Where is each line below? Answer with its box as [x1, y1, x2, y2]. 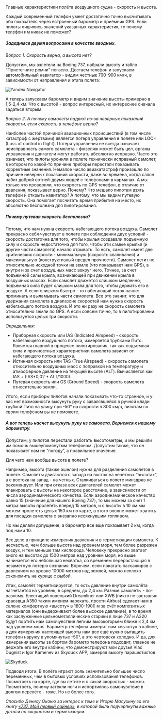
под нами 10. [5, 527, 32, 533]
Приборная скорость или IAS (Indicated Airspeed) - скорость [12, 332, 139, 338]
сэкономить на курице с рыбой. [5, 573, 72, 579]
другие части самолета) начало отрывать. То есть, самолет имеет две [5, 246, 153, 252]
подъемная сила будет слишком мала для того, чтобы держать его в [5, 283, 149, 288]
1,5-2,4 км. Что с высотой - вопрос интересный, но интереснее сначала [5, 101, 155, 107]
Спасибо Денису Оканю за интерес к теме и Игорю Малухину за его [5, 698, 149, 704]
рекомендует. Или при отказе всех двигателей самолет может [5, 482, 136, 487]
